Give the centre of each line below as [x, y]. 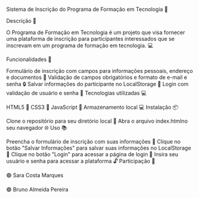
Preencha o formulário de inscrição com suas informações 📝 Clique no [94, 141]
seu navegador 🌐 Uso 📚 [37, 128]
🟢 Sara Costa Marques [35, 175]
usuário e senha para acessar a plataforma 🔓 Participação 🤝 [81, 161]
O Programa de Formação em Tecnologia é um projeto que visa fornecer [96, 32]
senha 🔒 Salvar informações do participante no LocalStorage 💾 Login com [97, 84]
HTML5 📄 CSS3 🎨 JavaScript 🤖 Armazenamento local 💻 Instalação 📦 [92, 107]
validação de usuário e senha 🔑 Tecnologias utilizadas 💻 [76, 93]
